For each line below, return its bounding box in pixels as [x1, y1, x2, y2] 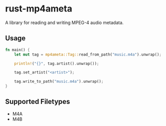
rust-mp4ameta [5, 3, 72, 14]
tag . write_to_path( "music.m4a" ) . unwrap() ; [14, 79, 104, 84]
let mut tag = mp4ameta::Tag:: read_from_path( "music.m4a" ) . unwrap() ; [14, 52, 162, 57]
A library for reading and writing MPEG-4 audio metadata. [5, 19, 124, 25]
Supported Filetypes [5, 97, 70, 106]
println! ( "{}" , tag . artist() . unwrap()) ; [14, 61, 99, 66]
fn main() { [5, 47, 30, 52]
